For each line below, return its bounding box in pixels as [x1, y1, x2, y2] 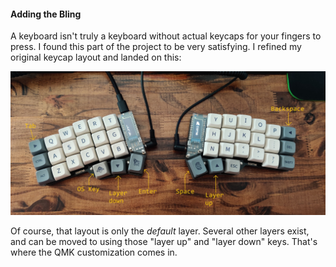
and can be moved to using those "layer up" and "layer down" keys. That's [10, 235, 318, 247]
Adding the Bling [10, 8, 82, 20]
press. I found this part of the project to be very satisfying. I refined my [10, 41, 302, 53]
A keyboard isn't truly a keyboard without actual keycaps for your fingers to [10, 30, 322, 42]
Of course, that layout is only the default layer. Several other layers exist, [10, 225, 310, 237]
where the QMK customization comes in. [10, 246, 178, 258]
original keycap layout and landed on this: [10, 51, 182, 64]
